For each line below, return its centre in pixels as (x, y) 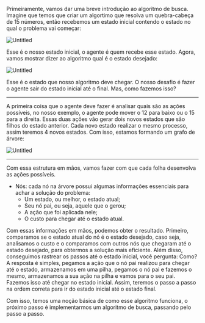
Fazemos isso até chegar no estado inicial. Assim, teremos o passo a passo (101, 282)
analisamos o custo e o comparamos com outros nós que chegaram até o (99, 243)
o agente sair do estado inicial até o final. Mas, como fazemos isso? (91, 89)
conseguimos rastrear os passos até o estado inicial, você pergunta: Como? (102, 256)
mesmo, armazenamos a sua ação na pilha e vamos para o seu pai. (91, 276)
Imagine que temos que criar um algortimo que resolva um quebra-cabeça (100, 15)
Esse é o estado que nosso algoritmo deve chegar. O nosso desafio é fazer (101, 82)
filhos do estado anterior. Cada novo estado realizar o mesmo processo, (97, 125)
